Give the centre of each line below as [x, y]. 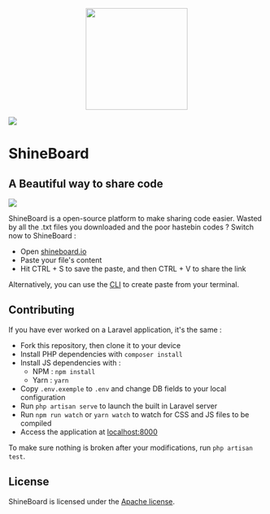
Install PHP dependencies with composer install [101, 354]
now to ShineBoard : [42, 235]
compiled [36, 423]
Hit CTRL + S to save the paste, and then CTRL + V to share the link [133, 269]
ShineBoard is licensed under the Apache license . [92, 501]
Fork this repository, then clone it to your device [100, 345]
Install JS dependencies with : [70, 363]
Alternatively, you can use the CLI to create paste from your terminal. [124, 284]
